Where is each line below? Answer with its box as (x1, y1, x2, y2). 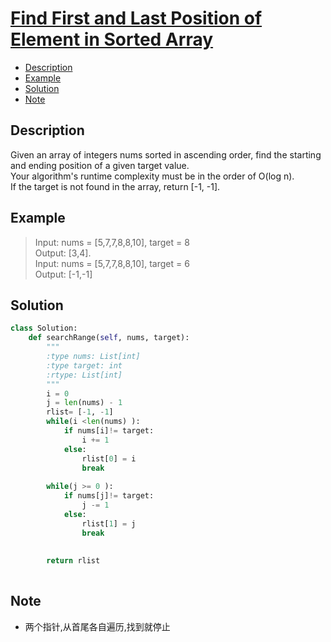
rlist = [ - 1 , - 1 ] (46, 407, 114, 417)
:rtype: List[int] (46, 370, 123, 380)
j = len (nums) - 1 (46, 398, 123, 408)
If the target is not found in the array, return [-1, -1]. (10, 180, 221, 192)
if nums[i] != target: (63, 426, 155, 436)
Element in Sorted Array (10, 28, 214, 51)
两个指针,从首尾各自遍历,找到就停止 (24, 620, 171, 632)
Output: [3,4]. (34, 247, 92, 259)
